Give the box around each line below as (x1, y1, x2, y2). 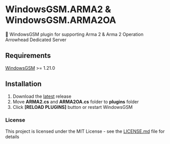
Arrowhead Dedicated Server (5, 37, 67, 43)
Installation (5, 80, 42, 89)
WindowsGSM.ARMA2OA (5, 14, 117, 26)
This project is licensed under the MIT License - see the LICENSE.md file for (5, 128, 165, 134)
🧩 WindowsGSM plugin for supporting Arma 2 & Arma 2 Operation (5, 31, 144, 37)
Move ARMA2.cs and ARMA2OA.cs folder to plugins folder (12, 98, 139, 105)
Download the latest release (12, 93, 72, 99)
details (5, 133, 19, 139)
